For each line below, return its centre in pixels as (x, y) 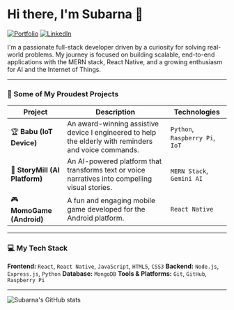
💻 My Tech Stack (38, 249)
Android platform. (96, 218)
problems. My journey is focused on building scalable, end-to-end (120, 54)
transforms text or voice (106, 170)
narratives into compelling (110, 179)
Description (116, 112)
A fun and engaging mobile (111, 200)
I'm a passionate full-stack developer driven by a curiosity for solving (107, 47)
